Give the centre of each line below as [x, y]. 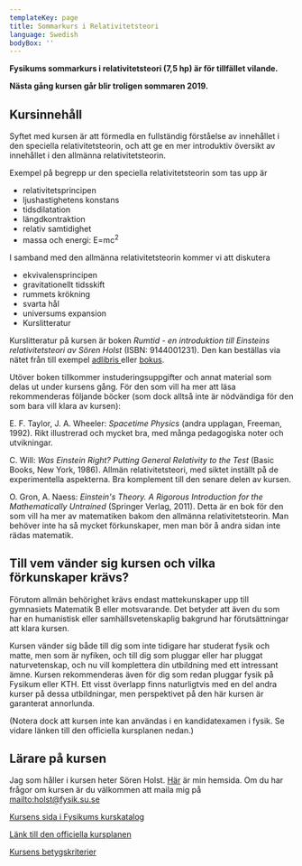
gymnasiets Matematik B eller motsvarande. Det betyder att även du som [145, 609]
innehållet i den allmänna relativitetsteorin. [88, 155]
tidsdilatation [46, 210]
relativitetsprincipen [59, 191]
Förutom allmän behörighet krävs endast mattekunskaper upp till [129, 599]
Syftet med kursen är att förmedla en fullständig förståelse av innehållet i [144, 136]
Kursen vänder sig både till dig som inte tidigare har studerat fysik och [140, 646]
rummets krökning [56, 293]
